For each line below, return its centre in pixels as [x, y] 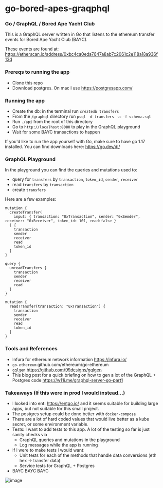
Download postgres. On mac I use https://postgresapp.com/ [72, 88]
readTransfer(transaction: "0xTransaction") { [57, 307]
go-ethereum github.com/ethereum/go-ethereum [60, 364]
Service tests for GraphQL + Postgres [57, 466]
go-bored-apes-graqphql [57, 9]
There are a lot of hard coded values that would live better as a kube [81, 419]
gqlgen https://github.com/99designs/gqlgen [57, 370]
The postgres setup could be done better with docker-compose [74, 414]
